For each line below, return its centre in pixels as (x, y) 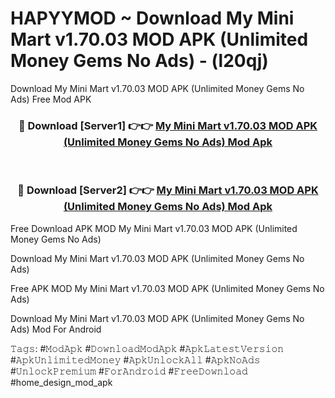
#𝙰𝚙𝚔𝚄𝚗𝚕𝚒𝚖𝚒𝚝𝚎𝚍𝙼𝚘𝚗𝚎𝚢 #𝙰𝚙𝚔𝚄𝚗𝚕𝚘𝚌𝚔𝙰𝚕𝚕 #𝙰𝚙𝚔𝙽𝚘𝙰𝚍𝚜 (135, 359)
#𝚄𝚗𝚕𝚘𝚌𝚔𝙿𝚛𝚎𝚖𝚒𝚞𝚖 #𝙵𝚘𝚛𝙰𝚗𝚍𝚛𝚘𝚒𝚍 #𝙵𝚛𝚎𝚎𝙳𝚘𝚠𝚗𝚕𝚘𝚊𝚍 (129, 371)
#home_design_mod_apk (61, 382)
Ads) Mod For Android (56, 329)
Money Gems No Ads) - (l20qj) (139, 61)
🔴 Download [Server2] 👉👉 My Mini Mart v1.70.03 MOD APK (168, 190)
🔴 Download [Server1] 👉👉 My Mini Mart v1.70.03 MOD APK (168, 125)
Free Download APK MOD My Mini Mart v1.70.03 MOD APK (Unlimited (154, 228)
